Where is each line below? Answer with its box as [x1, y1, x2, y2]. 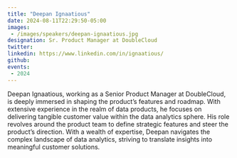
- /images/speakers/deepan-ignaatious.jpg [10, 30, 139, 38]
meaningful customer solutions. [7, 142, 100, 151]
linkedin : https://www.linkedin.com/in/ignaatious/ [7, 51, 164, 58]
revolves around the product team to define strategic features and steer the [7, 120, 229, 128]
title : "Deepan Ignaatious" [7, 10, 91, 18]
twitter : [7, 43, 33, 51]
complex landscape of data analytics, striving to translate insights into [7, 135, 212, 143]
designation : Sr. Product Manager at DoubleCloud [7, 37, 158, 44]
